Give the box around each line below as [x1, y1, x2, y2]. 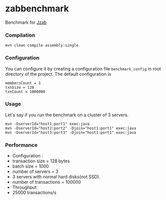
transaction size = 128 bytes [12, 158, 70, 164]
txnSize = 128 [5, 85, 35, 90]
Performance [5, 142, 38, 149]
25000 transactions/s [12, 190, 56, 196]
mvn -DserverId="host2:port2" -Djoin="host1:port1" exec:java [5, 126, 136, 131]
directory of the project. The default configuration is [5, 71, 111, 77]
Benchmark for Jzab [5, 19, 47, 25]
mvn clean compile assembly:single [5, 43, 79, 48]
